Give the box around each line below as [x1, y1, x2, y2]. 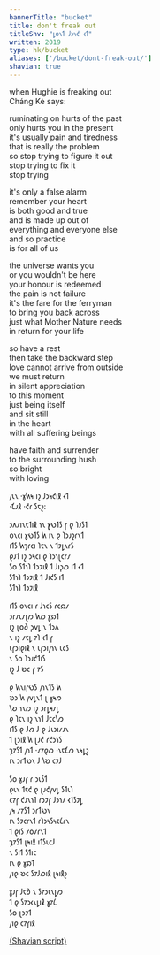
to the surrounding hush [9, 454, 97, 464]
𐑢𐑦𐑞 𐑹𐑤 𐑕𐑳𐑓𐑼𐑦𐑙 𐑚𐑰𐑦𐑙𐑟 [9, 867, 68, 878]
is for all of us [9, 242, 59, 253]
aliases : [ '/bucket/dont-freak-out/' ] [9, 54, 152, 63]
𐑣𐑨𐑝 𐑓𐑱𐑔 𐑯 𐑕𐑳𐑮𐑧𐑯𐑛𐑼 [9, 886, 64, 897]
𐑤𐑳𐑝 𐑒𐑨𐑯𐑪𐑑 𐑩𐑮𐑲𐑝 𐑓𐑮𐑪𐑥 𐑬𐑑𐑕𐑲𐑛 [9, 794, 83, 805]
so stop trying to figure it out [9, 150, 113, 161]
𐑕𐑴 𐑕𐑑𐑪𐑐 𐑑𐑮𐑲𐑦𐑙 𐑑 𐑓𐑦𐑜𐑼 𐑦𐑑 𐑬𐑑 [9, 561, 84, 571]
